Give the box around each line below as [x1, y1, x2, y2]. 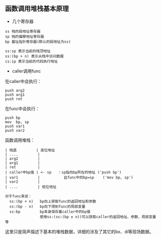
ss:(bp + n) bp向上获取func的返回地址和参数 [9, 199, 97, 204]
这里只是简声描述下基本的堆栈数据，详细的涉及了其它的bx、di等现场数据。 [5, 228, 154, 234]
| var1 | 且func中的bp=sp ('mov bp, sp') [5, 175, 133, 180]
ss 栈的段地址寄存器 [5, 29, 41, 34]
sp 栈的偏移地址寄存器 [5, 34, 45, 39]
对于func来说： [5, 193, 32, 199]
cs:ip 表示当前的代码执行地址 [5, 59, 58, 64]
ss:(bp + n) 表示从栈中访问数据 [5, 54, 64, 59]
